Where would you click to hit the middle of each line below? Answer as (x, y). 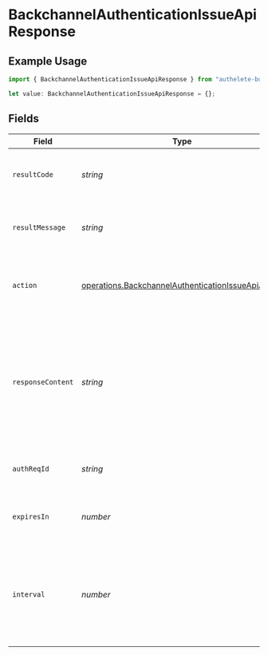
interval (29, 594)
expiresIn (31, 517)
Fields (24, 118)
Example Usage (48, 61)
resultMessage (39, 227)
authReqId (31, 469)
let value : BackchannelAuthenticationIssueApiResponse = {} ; (112, 93)
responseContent (43, 382)
